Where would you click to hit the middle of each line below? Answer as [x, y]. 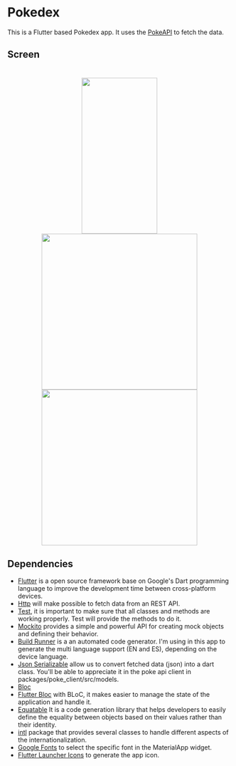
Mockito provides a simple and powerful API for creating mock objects [120, 626]
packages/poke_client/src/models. [68, 679]
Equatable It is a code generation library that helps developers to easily [122, 710]
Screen [24, 55]
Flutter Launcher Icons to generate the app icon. [88, 755]
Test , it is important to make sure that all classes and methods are [114, 611]
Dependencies [40, 564]
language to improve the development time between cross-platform [117, 589]
